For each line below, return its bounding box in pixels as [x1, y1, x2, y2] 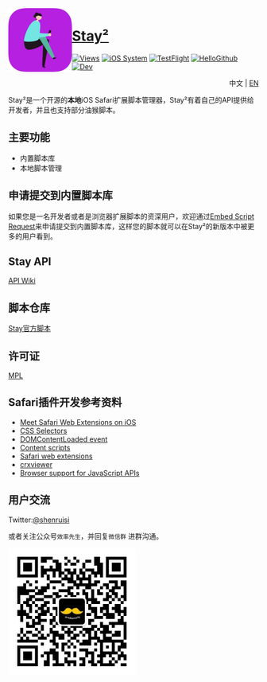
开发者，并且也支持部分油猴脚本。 [8, 105, 120, 115]
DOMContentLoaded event [19, 434, 108, 444]
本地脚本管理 [19, 163, 62, 173]
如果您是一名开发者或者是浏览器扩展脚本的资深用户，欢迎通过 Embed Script [8, 211, 254, 221]
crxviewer [19, 459, 53, 469]
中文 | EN [229, 78, 259, 88]
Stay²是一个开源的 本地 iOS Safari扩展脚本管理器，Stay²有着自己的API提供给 [8, 95, 254, 104]
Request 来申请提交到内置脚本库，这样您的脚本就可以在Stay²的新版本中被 [8, 221, 248, 231]
